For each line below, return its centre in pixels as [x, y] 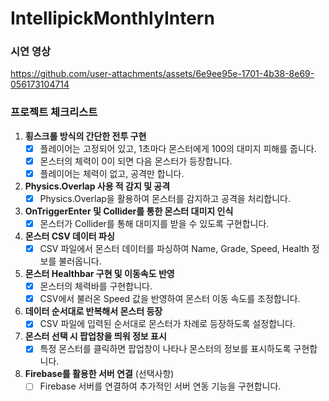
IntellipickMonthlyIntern [112, 18]
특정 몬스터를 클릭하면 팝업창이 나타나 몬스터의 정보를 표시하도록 [165, 349]
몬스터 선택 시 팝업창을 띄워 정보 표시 [95, 336]
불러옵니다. [80, 261]
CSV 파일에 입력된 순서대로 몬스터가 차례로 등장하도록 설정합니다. [167, 324]
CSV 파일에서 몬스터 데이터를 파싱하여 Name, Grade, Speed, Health [174, 249]
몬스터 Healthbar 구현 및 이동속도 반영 [99, 274]
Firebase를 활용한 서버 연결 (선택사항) [99, 374]
